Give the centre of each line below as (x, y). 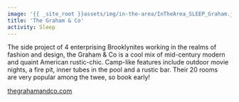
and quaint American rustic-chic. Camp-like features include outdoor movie (118, 62)
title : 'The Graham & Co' (46, 21)
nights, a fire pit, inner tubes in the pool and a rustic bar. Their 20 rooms (113, 70)
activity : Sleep (31, 27)
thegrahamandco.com (40, 91)
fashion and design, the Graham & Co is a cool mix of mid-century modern (116, 55)
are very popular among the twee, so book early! (79, 77)
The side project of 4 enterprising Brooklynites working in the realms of (112, 47)
